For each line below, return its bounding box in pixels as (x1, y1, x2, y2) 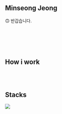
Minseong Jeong (5, 4, 58, 12)
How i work (5, 58, 40, 66)
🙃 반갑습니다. (5, 17, 32, 24)
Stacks (5, 91, 27, 99)
